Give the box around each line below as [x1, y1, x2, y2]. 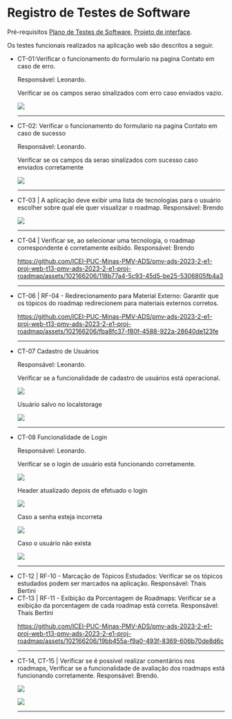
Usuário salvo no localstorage [17, 400, 102, 408]
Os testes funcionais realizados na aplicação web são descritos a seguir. [7, 41, 214, 49]
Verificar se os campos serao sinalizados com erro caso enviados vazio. [17, 89, 224, 97]
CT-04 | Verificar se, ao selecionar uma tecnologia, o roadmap [17, 236, 195, 244]
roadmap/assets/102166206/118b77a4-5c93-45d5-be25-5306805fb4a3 [17, 271, 224, 280]
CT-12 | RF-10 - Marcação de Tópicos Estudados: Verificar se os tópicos [17, 572, 223, 580]
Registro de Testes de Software [7, 5, 191, 21]
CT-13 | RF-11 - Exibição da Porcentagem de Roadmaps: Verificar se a [17, 594, 216, 602]
